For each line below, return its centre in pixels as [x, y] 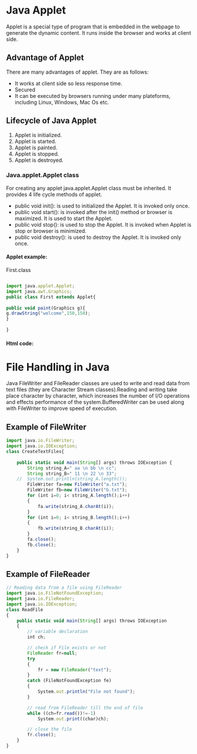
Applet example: [27, 257]
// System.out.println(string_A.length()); [72, 479]
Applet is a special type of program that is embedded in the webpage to [93, 27]
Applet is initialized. [38, 135]
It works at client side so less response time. [68, 83]
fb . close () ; [42, 545]
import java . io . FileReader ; [41, 599]
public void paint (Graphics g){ [46, 308]
